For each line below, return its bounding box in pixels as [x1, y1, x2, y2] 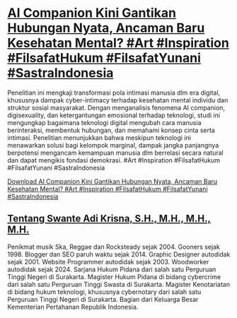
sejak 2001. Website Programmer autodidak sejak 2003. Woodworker [7, 257, 209, 266]
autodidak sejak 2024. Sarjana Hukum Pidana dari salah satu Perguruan [7, 265, 216, 273]
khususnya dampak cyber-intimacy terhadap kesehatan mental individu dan [7, 95, 229, 104]
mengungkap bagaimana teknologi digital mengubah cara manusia [7, 118, 202, 126]
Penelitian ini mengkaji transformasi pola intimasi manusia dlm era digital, [7, 88, 221, 97]
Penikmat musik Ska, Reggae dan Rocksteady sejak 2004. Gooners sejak [7, 242, 221, 251]
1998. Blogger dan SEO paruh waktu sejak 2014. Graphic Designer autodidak [7, 249, 231, 259]
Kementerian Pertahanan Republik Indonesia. [7, 302, 139, 311]
